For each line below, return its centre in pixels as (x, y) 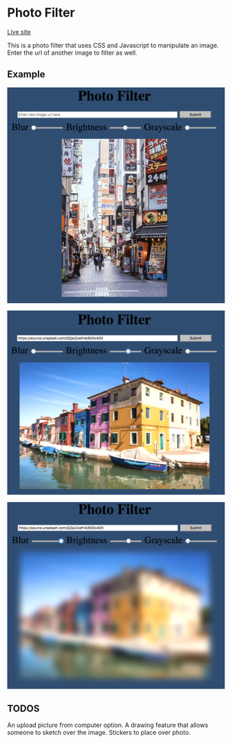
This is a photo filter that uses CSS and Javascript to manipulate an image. (113, 45)
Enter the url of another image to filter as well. (72, 53)
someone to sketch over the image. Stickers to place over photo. (99, 733)
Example (26, 74)
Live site (19, 32)
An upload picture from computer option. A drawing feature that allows (108, 725)
